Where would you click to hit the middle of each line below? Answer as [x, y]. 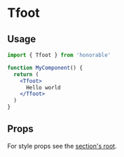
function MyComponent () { [45, 68]
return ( [26, 74]
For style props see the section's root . [62, 146]
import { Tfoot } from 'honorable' [59, 55]
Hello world [43, 87]
